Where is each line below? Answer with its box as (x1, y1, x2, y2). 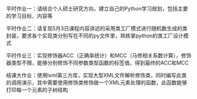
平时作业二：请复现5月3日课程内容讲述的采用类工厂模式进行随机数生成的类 (6, 25, 188, 32)
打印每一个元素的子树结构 (6, 87, 68, 93)
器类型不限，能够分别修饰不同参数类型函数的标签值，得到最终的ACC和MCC (6, 59, 189, 66)
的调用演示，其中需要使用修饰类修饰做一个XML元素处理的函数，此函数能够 (6, 79, 188, 86)
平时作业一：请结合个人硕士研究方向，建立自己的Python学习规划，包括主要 (6, 5, 188, 12)
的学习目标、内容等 (6, 12, 53, 19)
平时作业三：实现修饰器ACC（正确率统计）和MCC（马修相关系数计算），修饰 (6, 52, 192, 59)
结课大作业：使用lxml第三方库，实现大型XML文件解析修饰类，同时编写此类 (6, 72, 187, 78)
